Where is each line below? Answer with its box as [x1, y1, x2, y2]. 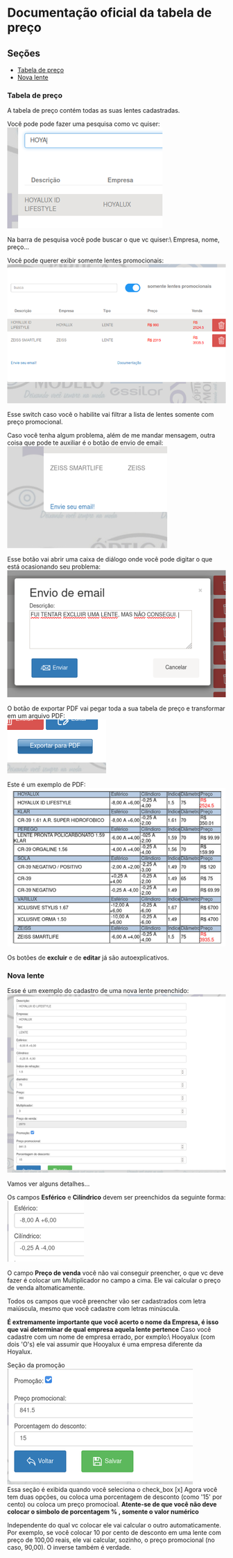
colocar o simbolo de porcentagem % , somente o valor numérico [7, 1508, 199, 1516]
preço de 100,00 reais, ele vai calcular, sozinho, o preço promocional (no [7, 1536, 215, 1544]
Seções [7, 47, 40, 59]
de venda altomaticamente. [7, 1284, 85, 1292]
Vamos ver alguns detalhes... [7, 1179, 90, 1188]
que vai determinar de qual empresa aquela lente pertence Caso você [7, 1326, 212, 1334]
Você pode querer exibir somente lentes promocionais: [7, 256, 164, 265]
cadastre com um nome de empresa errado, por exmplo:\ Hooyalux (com [7, 1333, 216, 1341]
